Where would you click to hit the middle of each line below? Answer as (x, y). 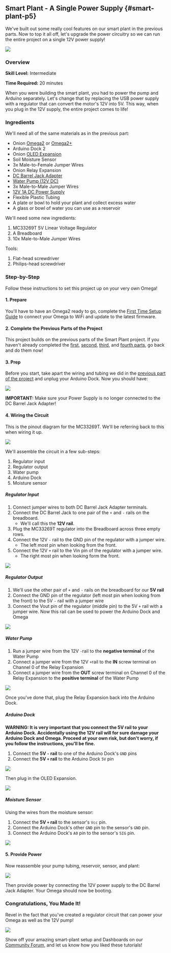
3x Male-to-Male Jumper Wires (46, 187)
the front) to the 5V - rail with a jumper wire (58, 601)
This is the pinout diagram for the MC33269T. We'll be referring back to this (85, 427)
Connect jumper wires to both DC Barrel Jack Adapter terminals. (80, 507)
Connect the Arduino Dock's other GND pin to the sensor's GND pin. (81, 828)
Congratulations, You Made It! (43, 904)
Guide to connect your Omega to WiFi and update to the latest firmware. (81, 316)
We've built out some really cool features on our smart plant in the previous (84, 29)
